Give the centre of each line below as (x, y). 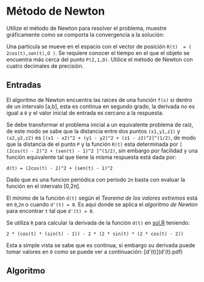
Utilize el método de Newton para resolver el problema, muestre (86, 28)
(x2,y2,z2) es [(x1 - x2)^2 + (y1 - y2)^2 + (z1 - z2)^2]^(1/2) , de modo (101, 137)
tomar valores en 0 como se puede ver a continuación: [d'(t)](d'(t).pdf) (95, 251)
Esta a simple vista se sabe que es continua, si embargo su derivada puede (101, 245)
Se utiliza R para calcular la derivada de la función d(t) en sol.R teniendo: (98, 222)
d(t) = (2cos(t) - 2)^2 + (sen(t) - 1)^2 (60, 168)
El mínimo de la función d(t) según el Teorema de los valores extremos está (102, 198)
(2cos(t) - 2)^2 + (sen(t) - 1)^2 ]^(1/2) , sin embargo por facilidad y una (102, 150)
